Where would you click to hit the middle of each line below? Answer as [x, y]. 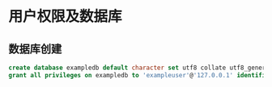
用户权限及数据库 [66, 17]
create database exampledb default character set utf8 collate [117, 68]
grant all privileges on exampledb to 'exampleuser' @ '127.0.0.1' [121, 75]
